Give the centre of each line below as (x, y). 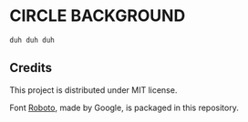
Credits (31, 68)
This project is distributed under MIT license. (93, 90)
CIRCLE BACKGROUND (98, 16)
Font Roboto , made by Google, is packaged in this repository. (124, 107)
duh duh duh (32, 40)
